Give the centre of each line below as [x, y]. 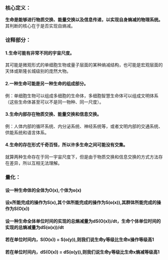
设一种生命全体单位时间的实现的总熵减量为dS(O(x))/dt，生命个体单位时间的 [83, 221]
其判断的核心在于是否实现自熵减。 [40, 26]
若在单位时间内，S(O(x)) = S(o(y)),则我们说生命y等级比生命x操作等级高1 [79, 240]
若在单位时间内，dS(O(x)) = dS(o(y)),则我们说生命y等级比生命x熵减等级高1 [82, 252]
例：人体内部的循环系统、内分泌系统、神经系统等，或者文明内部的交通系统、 [84, 126]
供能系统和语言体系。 [27, 132]
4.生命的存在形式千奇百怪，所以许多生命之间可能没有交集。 [66, 145]
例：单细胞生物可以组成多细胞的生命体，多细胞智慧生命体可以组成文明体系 [82, 95]
